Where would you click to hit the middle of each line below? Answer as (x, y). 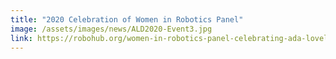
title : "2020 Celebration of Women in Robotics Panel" (127, 19)
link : (21, 38)
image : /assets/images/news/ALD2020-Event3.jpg (111, 29)
